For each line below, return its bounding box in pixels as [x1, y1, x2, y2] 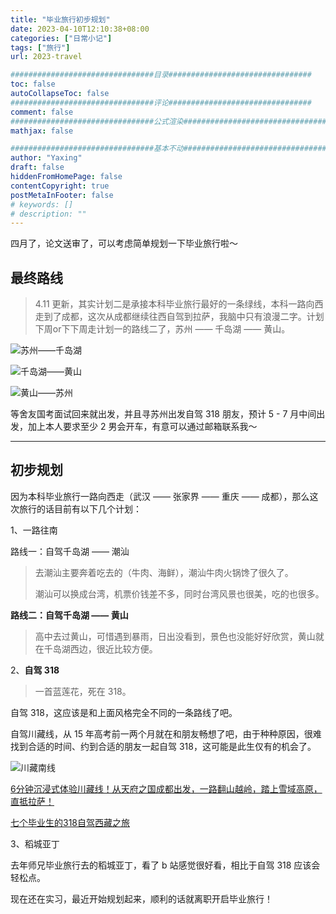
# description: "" [10, 209, 87, 219]
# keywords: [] [10, 199, 74, 210]
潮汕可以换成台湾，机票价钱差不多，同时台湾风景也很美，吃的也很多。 [34, 587, 325, 600]
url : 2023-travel [10, 52, 83, 62]
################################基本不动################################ [10, 144, 327, 154]
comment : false [10, 107, 74, 117]
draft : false [10, 162, 65, 173]
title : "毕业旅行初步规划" [10, 14, 111, 25]
